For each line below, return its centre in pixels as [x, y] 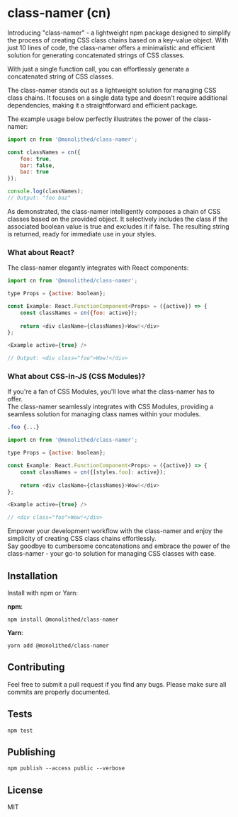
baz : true [35, 172]
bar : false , [38, 165]
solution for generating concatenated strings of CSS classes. [96, 55]
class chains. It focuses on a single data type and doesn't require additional [118, 98]
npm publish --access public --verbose [66, 769]
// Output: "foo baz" [39, 198]
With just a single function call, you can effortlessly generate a [98, 69]
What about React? [41, 252]
